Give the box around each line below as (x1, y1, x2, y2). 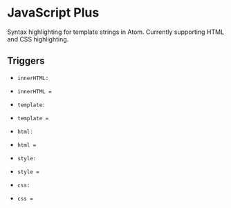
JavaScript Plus (7, 5, 100, 21)
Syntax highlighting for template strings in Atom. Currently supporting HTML (7, 28, 225, 36)
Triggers (7, 55, 45, 67)
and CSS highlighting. (7, 35, 69, 43)
